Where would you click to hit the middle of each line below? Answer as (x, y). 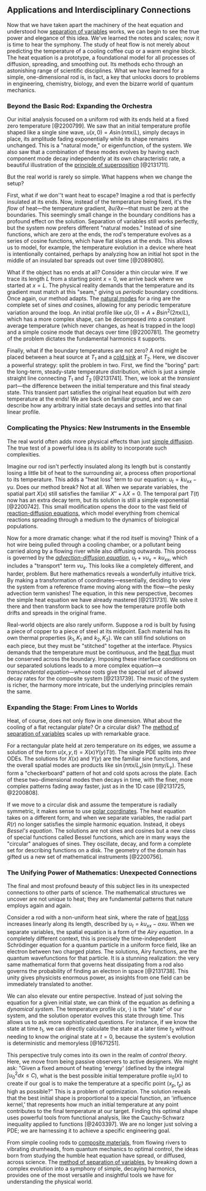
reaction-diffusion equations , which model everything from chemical (93, 513)
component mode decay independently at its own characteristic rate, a (96, 158)
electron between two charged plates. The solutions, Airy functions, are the (102, 952)
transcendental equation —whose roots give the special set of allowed (95, 672)
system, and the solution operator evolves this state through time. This (96, 1016)
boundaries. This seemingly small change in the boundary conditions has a (101, 215)
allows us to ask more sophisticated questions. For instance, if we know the (102, 1022)
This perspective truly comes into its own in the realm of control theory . (97, 1055)
